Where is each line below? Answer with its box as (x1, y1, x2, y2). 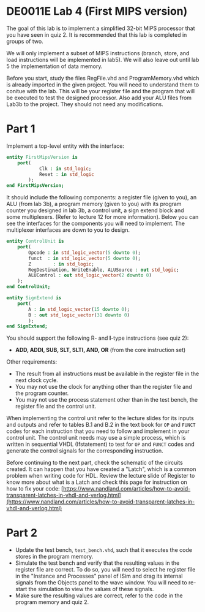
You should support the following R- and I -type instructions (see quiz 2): (6, 334, 189, 342)
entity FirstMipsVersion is (6, 154, 78, 160)
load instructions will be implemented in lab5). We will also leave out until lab (6, 56, 199, 63)
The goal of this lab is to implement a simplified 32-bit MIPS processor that (6, 25, 195, 32)
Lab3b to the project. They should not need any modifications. (6, 100, 163, 108)
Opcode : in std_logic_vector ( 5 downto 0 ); (28, 250, 141, 256)
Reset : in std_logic (39, 171, 95, 177)
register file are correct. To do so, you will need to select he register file (15, 566, 196, 573)
